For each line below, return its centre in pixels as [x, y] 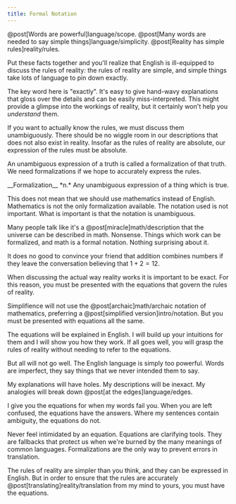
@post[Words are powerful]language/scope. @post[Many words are [107, 34]
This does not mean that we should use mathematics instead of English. [112, 198]
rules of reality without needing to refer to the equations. [89, 349]
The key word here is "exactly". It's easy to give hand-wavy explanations [113, 91]
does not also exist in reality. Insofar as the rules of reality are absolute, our [117, 143]
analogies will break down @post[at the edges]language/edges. [100, 392]
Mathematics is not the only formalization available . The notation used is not [118, 206]
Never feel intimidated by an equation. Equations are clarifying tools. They [114, 434]
